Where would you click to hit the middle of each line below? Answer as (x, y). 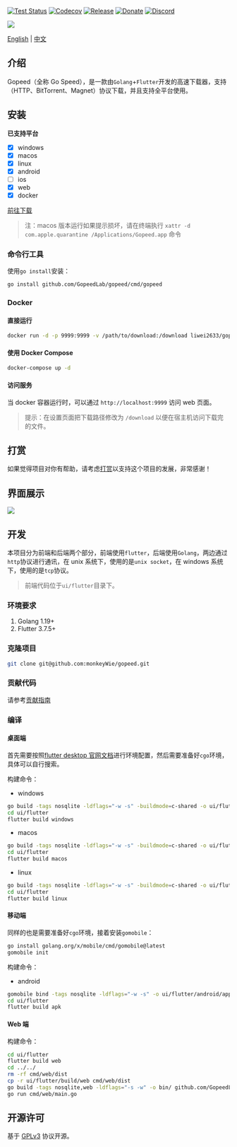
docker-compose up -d (39, 368)
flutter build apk (34, 1007)
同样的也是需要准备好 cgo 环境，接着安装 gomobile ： (80, 932)
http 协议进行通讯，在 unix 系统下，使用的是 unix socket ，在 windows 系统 (115, 561)
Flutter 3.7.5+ (37, 629)
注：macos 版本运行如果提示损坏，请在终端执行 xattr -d (107, 226)
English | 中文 (27, 39)
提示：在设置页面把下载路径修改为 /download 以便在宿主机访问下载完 (124, 417)
